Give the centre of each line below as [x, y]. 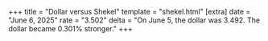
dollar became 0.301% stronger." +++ [70, 29]
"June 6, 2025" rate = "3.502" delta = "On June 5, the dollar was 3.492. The [134, 20]
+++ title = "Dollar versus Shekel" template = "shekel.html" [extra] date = [130, 12]
